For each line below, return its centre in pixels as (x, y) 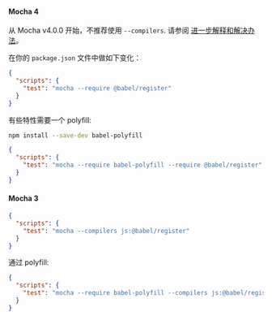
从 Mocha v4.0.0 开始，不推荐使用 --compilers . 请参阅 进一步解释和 (121, 30)
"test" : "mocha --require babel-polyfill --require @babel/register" (143, 165)
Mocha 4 (23, 11)
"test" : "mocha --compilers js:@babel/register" (106, 231)
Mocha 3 (23, 198)
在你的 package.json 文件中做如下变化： (75, 58)
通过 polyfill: (29, 262)
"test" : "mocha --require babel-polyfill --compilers (115, 293)
